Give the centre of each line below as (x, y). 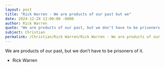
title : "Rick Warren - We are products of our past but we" (68, 14)
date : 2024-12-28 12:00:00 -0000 (40, 19)
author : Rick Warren (26, 23)
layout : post (19, 10)
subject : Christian (25, 32)
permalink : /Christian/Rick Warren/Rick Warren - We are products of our (83, 37)
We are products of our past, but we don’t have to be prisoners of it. (74, 51)
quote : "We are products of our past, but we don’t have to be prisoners (83, 28)
